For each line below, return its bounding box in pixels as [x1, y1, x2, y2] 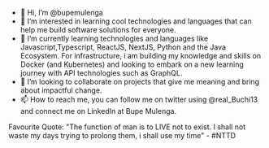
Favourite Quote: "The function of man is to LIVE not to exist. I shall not [8, 122, 246, 132]
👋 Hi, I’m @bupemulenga [20, 8, 103, 17]
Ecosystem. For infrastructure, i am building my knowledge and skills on [20, 51, 262, 60]
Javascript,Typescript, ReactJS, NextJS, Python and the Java [20, 42, 226, 52]
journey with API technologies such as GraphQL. [20, 68, 183, 77]
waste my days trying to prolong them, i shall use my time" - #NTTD [8, 131, 236, 140]
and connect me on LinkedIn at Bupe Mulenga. [20, 107, 177, 115]
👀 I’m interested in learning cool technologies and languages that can [20, 16, 252, 26]
